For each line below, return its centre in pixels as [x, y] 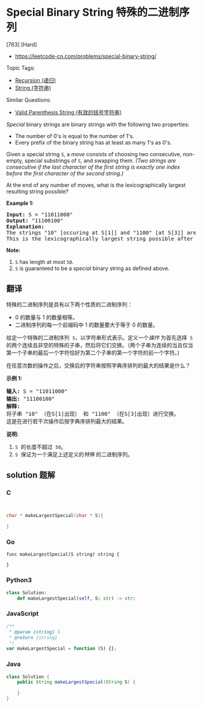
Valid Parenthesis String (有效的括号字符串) [68, 112]
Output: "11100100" [35, 220]
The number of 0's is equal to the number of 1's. [75, 136]
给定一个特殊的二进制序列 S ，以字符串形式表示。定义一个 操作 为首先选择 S [100, 338]
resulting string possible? [38, 191]
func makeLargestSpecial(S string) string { [63, 555]
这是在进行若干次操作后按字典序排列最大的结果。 [67, 421]
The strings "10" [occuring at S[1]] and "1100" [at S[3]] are [101, 232]
